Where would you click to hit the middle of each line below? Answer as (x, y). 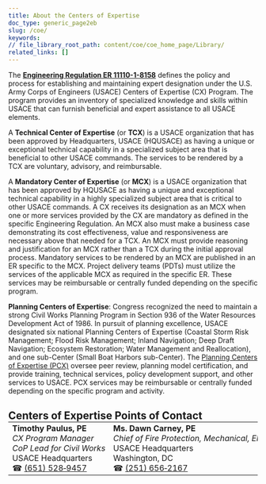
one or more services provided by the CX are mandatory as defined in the (128, 215)
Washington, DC (144, 459)
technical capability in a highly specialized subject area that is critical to (125, 198)
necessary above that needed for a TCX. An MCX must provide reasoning (128, 240)
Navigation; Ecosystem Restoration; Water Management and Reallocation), (130, 349)
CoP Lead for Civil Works (59, 448)
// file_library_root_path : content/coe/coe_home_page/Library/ (116, 45)
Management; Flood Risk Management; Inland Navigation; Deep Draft (122, 340)
